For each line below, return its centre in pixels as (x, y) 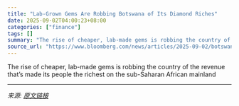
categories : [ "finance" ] (44, 27)
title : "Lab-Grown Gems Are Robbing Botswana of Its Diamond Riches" (113, 14)
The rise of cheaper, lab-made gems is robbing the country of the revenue (116, 67)
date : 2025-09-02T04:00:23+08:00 (57, 20)
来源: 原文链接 (28, 95)
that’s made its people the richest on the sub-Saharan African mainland (112, 74)
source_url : (25, 47)
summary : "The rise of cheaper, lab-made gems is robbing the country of (119, 40)
